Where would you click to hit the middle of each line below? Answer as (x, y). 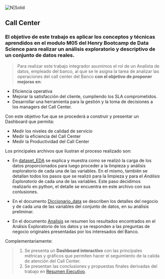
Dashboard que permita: (30, 121)
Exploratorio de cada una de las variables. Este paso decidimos (76, 181)
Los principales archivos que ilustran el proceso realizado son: (68, 151)
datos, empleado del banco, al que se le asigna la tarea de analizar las (88, 71)
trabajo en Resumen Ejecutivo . (55, 271)
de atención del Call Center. (53, 261)
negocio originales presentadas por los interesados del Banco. (75, 231)
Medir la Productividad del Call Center (51, 141)
